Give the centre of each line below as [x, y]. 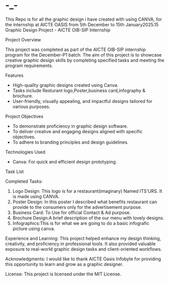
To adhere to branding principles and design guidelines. [70, 142]
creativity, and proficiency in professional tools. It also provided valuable [80, 244]
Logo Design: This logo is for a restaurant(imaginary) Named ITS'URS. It [87, 191]
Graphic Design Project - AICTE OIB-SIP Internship [58, 30]
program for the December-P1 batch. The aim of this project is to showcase [83, 54]
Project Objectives [24, 116]
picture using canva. [34, 229]
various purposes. [31, 106]
